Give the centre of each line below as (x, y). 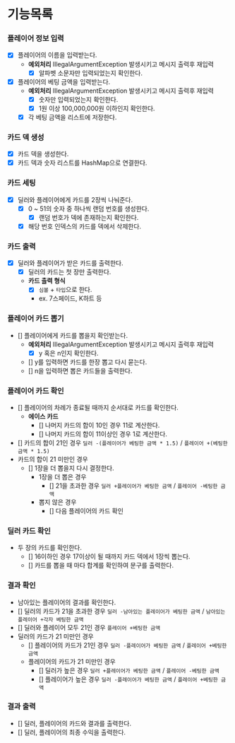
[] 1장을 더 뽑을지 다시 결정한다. (71, 468)
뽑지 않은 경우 (58, 502)
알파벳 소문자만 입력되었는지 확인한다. (91, 73)
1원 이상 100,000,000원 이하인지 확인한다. (97, 108)
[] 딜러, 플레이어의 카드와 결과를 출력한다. (74, 723)
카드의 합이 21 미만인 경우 (53, 459)
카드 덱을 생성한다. (43, 154)
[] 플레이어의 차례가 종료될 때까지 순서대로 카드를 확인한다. (98, 407)
